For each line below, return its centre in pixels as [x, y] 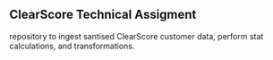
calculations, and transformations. [72, 46]
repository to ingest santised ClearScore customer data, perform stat [136, 36]
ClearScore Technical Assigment [103, 15]
